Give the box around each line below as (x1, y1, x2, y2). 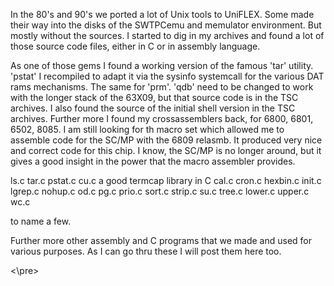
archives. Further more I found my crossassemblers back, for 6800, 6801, (10, 113, 314, 124)
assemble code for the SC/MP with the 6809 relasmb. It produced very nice (10, 134, 323, 146)
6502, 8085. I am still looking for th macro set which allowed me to (10, 124, 285, 135)
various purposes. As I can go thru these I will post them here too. (10, 245, 282, 257)
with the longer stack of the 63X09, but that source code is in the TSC (10, 92, 299, 103)
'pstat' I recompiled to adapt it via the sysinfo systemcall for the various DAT (10, 70, 325, 82)
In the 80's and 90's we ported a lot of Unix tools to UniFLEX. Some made (10, 9, 315, 20)
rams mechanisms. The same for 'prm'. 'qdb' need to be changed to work (10, 81, 314, 93)
